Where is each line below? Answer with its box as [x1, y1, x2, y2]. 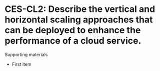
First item [11, 61, 31, 67]
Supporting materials [4, 51, 48, 58]
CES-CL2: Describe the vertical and [4, 3, 155, 15]
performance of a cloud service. [4, 35, 141, 47]
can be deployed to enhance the [4, 25, 141, 36]
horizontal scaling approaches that [4, 14, 153, 25]
